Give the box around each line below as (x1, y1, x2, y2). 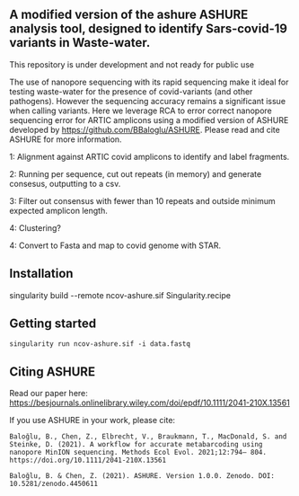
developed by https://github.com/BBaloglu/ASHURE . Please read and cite (9, 124, 280, 135)
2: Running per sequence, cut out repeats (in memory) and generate (9, 168, 262, 179)
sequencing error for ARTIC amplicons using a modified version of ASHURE (9, 114, 289, 125)
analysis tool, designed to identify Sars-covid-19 (9, 22, 287, 37)
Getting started (9, 316, 97, 332)
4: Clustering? (9, 222, 61, 233)
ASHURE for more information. (9, 134, 123, 145)
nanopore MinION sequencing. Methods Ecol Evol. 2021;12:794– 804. (9, 448, 268, 457)
